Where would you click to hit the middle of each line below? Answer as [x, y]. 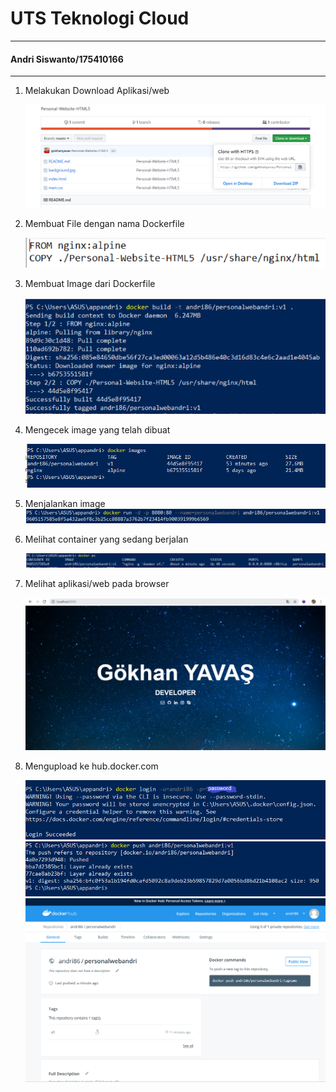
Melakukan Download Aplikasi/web [97, 91]
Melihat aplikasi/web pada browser [97, 583]
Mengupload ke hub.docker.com [91, 766]
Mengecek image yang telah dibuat [97, 429]
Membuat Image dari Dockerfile [90, 283]
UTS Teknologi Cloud [100, 18]
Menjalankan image [65, 503]
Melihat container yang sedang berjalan [106, 539]
